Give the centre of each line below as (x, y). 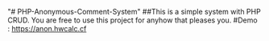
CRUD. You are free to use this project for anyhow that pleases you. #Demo (133, 20)
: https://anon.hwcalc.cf (47, 29)
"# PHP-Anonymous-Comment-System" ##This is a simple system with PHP (134, 12)
